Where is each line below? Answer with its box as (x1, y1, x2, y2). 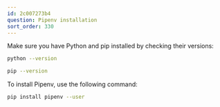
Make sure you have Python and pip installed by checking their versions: (7, 42, 214, 50)
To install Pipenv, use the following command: (7, 80, 138, 88)
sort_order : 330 (7, 23, 54, 30)
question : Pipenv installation (7, 17, 98, 23)
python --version (7, 55, 57, 62)
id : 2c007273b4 (7, 10, 51, 17)
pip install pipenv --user (7, 94, 85, 101)
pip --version (7, 68, 48, 75)
